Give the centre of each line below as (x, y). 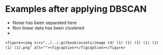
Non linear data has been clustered (48, 27)
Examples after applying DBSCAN (76, 9)
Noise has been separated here (44, 23)
